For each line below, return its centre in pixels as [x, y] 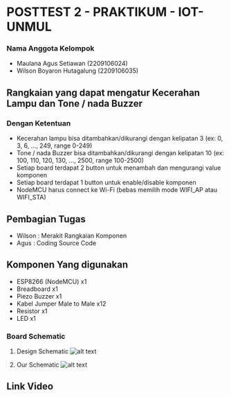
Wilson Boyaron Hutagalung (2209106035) [77, 71]
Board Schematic [36, 336]
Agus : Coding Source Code [56, 242]
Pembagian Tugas [46, 219]
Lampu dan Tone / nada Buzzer [75, 104]
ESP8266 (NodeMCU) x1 [52, 281]
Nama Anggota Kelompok [50, 48]
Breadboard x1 [37, 289]
